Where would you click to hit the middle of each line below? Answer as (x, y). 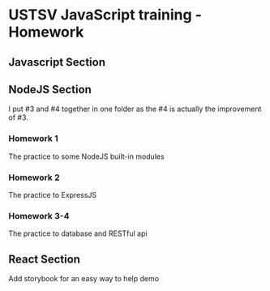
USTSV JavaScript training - (105, 15)
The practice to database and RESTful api (78, 233)
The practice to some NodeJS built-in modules (86, 156)
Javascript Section (57, 62)
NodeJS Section (50, 90)
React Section (45, 259)
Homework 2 (34, 178)
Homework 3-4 (39, 216)
